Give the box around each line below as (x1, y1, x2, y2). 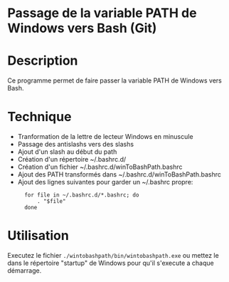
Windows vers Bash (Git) (7, 20, 157, 36)
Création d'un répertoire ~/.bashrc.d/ (17, 155, 127, 164)
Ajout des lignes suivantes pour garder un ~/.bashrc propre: (17, 178, 193, 187)
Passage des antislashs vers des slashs (17, 140, 134, 149)
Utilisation (7, 228, 69, 244)
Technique (7, 109, 72, 125)
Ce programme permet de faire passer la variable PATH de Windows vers (7, 76, 222, 85)
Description (7, 53, 78, 69)
